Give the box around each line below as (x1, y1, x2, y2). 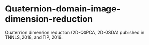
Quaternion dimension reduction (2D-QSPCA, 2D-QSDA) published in (5, 29, 145, 35)
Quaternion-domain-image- (5, 3, 121, 14)
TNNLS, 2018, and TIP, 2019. (5, 34, 63, 40)
